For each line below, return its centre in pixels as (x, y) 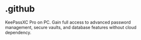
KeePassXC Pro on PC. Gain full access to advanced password (68, 22)
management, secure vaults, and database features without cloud (71, 27)
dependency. (18, 32)
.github (20, 9)
